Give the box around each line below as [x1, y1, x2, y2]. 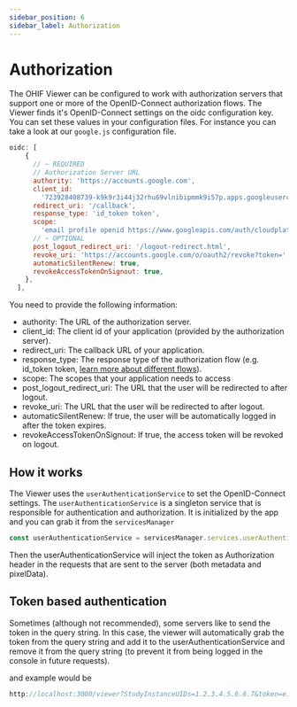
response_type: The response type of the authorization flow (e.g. [21, 354, 259, 365]
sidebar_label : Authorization [9, 21, 121, 30]
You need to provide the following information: [9, 299, 179, 310]
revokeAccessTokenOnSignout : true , [32, 267, 164, 276]
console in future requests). [9, 655, 110, 665]
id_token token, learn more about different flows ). [21, 364, 202, 375]
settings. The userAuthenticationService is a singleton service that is [9, 498, 262, 508]
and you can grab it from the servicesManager [9, 517, 175, 527]
